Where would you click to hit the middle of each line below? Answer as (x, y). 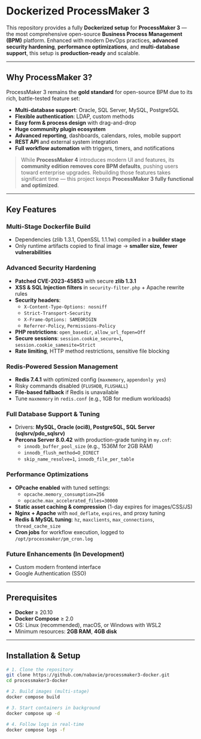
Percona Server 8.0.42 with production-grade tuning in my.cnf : (93, 440)
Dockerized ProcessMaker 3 (78, 11)
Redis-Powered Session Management (62, 367)
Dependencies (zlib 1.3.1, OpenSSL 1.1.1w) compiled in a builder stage (100, 240)
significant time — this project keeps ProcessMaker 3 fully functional (107, 178)
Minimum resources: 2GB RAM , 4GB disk (66, 631)
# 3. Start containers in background (53, 708)
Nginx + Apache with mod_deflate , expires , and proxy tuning (90, 513)
